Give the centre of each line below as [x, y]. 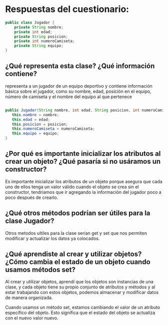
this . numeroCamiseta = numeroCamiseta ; [53, 129]
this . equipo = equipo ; [35, 134]
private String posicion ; [41, 37]
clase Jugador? [30, 221]
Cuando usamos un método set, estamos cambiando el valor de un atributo [83, 307]
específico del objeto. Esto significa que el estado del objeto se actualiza [80, 313]
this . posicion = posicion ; [40, 124]
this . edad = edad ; [31, 119]
